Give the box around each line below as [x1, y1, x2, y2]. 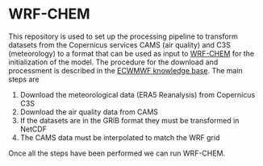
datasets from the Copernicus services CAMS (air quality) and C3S [8, 39, 232, 49]
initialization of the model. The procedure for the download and [8, 57, 219, 67]
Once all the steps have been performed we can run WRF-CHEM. [8, 148, 226, 158]
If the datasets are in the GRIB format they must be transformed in [19, 115, 240, 125]
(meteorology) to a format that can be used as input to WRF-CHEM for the [8, 48, 255, 58]
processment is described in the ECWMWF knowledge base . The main [8, 65, 244, 75]
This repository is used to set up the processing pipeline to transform [8, 31, 238, 41]
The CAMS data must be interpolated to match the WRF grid [19, 132, 220, 142]
